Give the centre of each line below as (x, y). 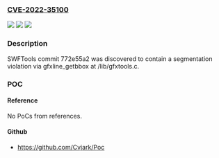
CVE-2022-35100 (38, 10)
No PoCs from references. (44, 116)
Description (27, 44)
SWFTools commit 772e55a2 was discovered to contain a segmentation (110, 59)
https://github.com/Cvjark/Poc (61, 147)
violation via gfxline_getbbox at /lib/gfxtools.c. (73, 66)
